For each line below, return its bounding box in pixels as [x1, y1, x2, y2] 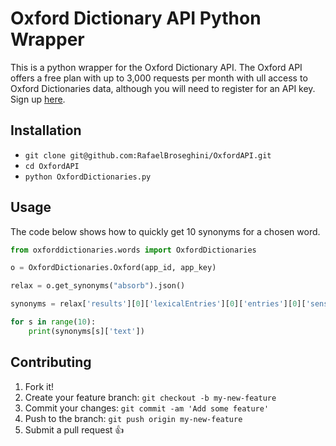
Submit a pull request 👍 [24, 423, 125, 436]
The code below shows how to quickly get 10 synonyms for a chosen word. [10, 225, 321, 237]
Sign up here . [10, 93, 66, 105]
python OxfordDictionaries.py [24, 172, 152, 182]
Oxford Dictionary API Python [10, 7, 262, 30]
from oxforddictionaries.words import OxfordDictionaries [10, 245, 257, 255]
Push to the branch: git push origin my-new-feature [24, 412, 243, 424]
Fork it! [24, 380, 55, 392]
